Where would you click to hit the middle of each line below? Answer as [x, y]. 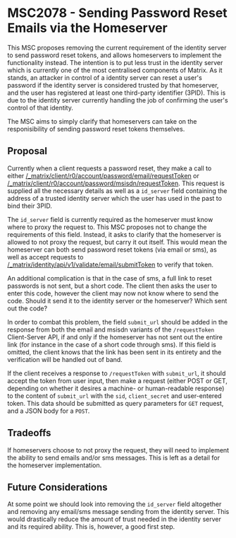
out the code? [27, 308]
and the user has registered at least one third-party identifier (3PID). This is [117, 93]
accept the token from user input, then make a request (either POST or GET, [117, 380]
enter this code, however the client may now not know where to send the [113, 293]
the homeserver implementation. [55, 465]
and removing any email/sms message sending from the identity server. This [118, 512]
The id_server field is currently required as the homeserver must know [110, 219]
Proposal [27, 151]
